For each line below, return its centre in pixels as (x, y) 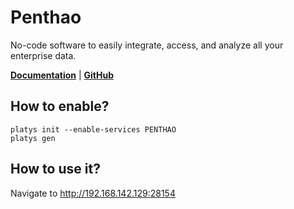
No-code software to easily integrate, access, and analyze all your (147, 45)
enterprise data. (43, 55)
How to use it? (55, 169)
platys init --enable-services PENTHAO (93, 129)
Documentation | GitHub (62, 75)
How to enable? (60, 106)
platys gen (33, 138)
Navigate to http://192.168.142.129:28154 (93, 193)
